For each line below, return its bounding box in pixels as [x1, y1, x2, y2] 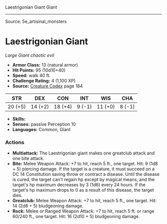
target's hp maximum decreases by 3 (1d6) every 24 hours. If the [12, 182, 146, 188]
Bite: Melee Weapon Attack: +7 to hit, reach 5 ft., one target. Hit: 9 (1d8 [12, 161, 158, 167]
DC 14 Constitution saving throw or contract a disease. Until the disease [12, 171, 160, 177]
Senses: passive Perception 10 [12, 121, 76, 127]
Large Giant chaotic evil [5, 52, 55, 58]
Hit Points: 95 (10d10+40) [12, 67, 66, 73]
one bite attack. [12, 155, 45, 161]
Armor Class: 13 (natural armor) [12, 62, 79, 68]
